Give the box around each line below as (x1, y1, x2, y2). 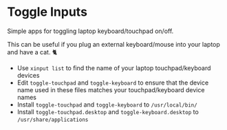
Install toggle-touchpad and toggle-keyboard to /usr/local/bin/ (17, 100, 197, 109)
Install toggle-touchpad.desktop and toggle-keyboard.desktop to (17, 107, 199, 116)
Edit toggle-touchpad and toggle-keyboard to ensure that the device (17, 78, 209, 87)
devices (17, 71, 40, 79)
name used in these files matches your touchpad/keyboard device (17, 85, 205, 94)
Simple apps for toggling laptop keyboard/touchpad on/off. (7, 27, 174, 35)
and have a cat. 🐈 (7, 47, 58, 56)
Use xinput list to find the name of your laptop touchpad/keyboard (17, 63, 211, 72)
